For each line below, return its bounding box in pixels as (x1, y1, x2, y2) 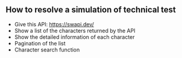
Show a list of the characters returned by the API (14, 27, 136, 34)
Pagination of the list (14, 39, 66, 47)
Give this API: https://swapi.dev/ (14, 20, 95, 28)
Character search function (14, 46, 80, 53)
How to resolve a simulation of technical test (5, 5, 176, 15)
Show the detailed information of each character (14, 33, 135, 41)
